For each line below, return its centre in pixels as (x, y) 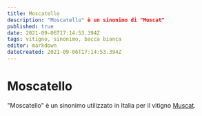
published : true (30, 26)
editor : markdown (32, 46)
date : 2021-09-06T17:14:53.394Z (53, 33)
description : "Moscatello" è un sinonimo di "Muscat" (86, 20)
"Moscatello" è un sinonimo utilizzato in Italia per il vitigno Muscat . (102, 105)
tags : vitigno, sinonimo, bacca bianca (64, 39)
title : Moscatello (33, 13)
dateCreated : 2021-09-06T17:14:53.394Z (64, 52)
